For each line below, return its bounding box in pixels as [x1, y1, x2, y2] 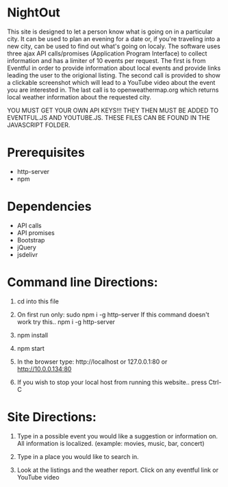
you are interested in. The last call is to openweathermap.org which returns [7, 86, 219, 94]
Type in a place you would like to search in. [16, 452, 139, 460]
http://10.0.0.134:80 [16, 364, 72, 373]
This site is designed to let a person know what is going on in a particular [7, 27, 214, 36]
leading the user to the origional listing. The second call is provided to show [7, 71, 220, 79]
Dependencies [7, 199, 92, 214]
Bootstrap [16, 236, 45, 244]
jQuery [16, 243, 36, 251]
